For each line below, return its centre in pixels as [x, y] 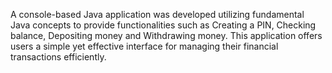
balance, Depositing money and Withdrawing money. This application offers [166, 35]
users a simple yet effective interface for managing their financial [144, 46]
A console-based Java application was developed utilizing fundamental [157, 14]
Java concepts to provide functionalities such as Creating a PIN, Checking [163, 25]
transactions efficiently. [58, 57]
